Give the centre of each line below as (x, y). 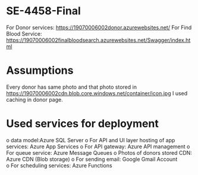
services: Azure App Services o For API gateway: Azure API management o (98, 146)
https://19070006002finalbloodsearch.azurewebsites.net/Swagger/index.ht (98, 40)
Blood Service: (24, 33)
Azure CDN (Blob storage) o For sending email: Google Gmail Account (92, 159)
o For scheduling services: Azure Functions (59, 165)
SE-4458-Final (44, 11)
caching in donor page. (35, 99)
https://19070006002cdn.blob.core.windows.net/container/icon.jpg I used (97, 93)
